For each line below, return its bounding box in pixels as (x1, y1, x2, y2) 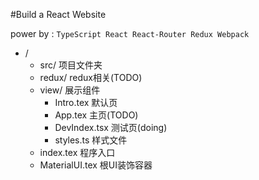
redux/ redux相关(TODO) (39, 72, 143, 83)
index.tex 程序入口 (39, 147, 116, 158)
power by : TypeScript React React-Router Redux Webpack (10, 28, 250, 39)
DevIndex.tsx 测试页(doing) (54, 122, 168, 133)
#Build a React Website (10, 9, 107, 20)
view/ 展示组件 (39, 84, 101, 96)
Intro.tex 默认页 (54, 97, 118, 108)
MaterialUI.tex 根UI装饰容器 (39, 159, 153, 171)
